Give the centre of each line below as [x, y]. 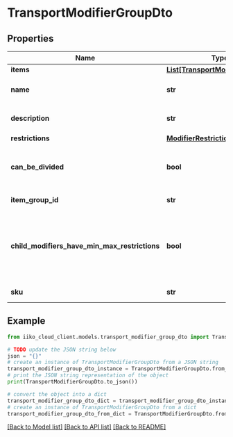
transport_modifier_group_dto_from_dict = [69, 414]
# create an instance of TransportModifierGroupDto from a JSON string [113, 363]
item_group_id [35, 200]
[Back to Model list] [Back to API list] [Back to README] [87, 427]
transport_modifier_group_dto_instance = [68, 369]
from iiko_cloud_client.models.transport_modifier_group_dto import [108, 337]
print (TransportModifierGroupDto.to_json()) [72, 382]
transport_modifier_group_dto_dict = [62, 401]
